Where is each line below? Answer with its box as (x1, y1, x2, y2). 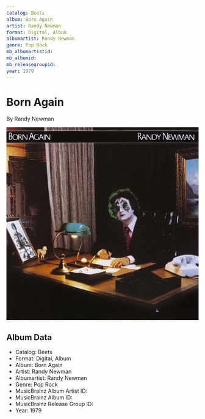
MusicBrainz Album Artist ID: (15, 387, 88, 395)
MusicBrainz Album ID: (15, 394, 73, 401)
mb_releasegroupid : (6, 61, 56, 67)
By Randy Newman (6, 115, 54, 122)
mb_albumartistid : (6, 49, 53, 55)
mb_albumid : (6, 55, 37, 61)
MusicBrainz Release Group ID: (15, 401, 93, 408)
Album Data (6, 332, 52, 343)
